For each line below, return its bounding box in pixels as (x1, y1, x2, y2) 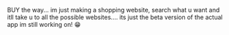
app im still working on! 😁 (7, 21, 81, 28)
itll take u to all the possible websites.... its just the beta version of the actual (7, 13, 223, 21)
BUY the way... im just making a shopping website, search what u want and (7, 6, 220, 14)
